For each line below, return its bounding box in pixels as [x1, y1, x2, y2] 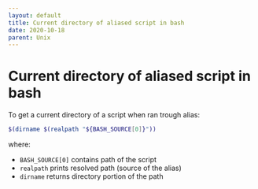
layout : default [8, 11, 61, 20]
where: [8, 139, 31, 150]
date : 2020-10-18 [8, 26, 65, 34]
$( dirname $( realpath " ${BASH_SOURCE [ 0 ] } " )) [8, 125, 157, 134]
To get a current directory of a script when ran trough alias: [8, 110, 201, 120]
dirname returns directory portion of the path [19, 172, 164, 181]
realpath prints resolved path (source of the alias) [19, 163, 182, 173]
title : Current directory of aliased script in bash [8, 19, 185, 27]
